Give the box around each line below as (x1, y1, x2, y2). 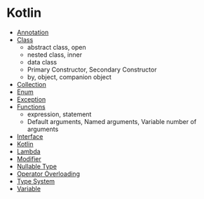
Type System (16, 177, 55, 185)
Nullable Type (16, 162, 57, 170)
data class (27, 57, 57, 66)
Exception (16, 95, 46, 103)
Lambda (16, 147, 41, 156)
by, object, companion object (27, 72, 111, 81)
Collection (16, 80, 46, 88)
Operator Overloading (16, 170, 80, 178)
